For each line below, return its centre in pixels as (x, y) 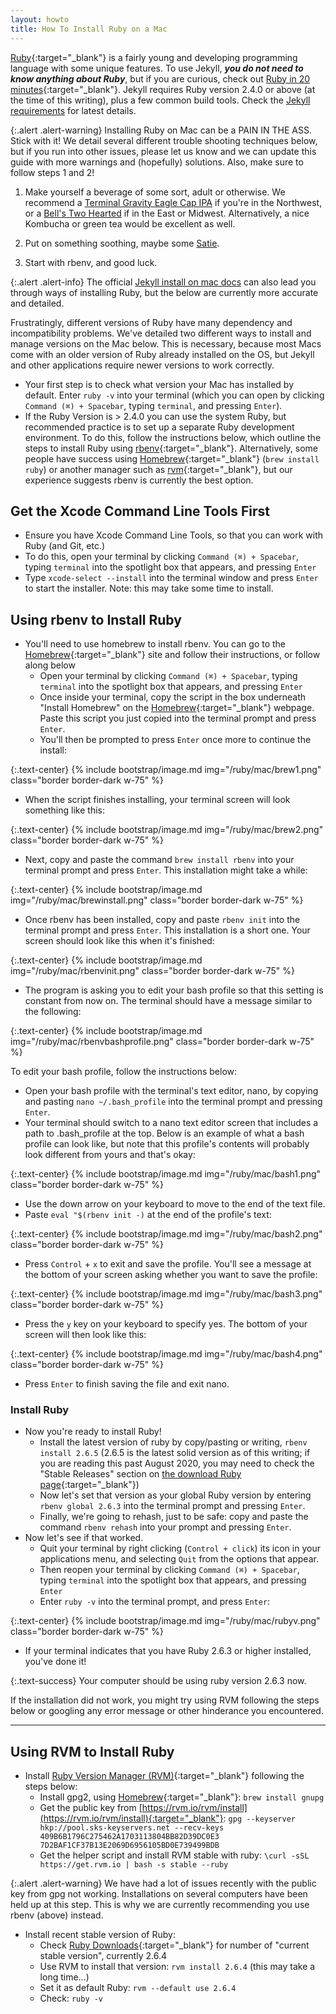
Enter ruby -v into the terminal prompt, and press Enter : (155, 1602)
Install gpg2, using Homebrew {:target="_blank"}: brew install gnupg (182, 1797)
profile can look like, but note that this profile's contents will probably (167, 1144)
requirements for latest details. (73, 110)
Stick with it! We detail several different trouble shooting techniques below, (164, 140)
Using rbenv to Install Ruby (96, 619)
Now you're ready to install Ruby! (93, 1432)
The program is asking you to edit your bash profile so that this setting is (174, 990)
